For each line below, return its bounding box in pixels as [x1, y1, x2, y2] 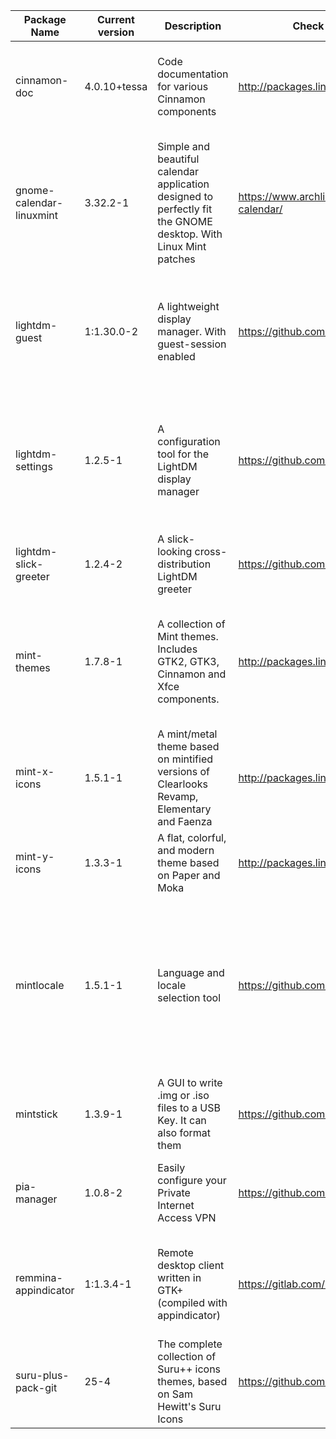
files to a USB [157, 1101, 221, 1114]
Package [23, 13, 67, 26]
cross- [194, 545, 228, 558]
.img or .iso [157, 1089, 210, 1102]
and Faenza [157, 815, 213, 828]
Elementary [157, 802, 212, 816]
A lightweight [157, 300, 220, 313]
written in [157, 1271, 202, 1284]
